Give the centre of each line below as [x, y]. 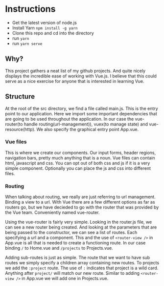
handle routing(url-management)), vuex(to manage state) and [86, 124]
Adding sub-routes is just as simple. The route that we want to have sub [78, 258]
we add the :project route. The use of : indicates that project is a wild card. [82, 268]
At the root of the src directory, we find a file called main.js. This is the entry [82, 108]
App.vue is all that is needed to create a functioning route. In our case [75, 243]
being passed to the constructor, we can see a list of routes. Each [71, 233]
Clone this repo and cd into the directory [53, 33]
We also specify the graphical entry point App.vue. [88, 129]
